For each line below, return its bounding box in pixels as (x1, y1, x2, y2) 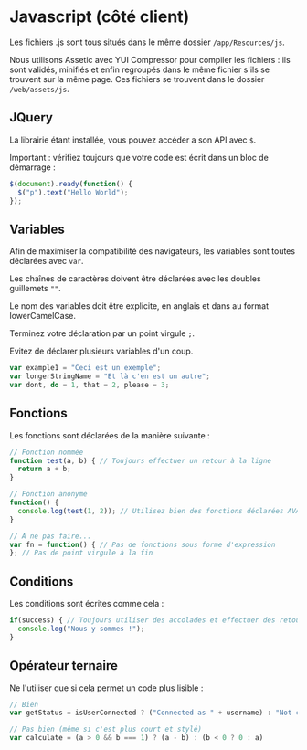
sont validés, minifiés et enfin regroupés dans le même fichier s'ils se (9, 64, 270, 75)
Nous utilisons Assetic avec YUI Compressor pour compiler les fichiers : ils (9, 54, 291, 65)
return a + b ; (17, 464, 71, 474)
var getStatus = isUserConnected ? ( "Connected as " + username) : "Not (9, 708, 292, 718)
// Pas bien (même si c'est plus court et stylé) (9, 724, 203, 734)
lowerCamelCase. (9, 311, 76, 322)
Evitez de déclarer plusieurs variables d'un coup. (9, 345, 194, 357)
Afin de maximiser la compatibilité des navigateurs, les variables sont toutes (9, 246, 295, 257)
